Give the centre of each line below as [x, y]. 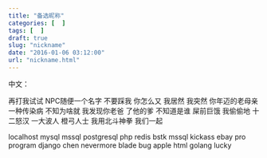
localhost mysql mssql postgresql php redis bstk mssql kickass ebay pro [127, 136]
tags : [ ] [26, 30]
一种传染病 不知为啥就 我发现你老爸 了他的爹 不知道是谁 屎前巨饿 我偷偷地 [130, 111]
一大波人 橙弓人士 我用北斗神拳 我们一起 [97, 120]
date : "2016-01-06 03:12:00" [57, 53]
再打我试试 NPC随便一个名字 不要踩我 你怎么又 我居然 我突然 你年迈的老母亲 [133, 101]
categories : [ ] [37, 23]
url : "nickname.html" [44, 61]
